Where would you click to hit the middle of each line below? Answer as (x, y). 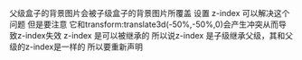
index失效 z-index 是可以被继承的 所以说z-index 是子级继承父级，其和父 (160, 35)
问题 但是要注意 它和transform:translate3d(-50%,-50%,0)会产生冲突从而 (144, 24)
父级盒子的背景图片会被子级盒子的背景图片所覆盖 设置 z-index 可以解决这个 (150, 13)
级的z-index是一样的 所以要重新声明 (76, 47)
